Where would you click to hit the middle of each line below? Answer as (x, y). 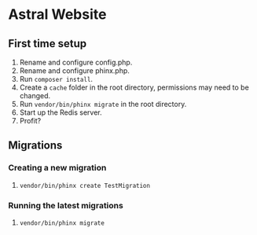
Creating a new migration (57, 168)
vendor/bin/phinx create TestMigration (85, 185)
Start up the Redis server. (61, 112)
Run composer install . (56, 79)
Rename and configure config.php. (76, 62)
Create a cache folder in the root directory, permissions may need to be (134, 87)
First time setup (48, 44)
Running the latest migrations (66, 205)
